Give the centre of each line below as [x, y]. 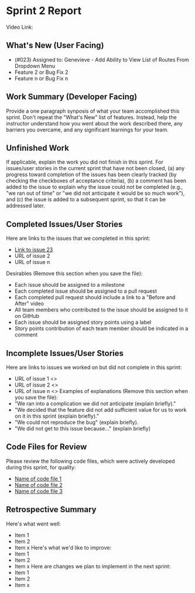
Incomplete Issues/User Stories [65, 353]
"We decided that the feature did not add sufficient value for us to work [100, 410]
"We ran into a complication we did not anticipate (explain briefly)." [95, 404]
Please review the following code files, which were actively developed [90, 461]
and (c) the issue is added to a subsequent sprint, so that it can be [86, 199]
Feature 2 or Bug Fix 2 [41, 72]
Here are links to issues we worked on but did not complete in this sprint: [94, 367]
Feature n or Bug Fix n [41, 78]
